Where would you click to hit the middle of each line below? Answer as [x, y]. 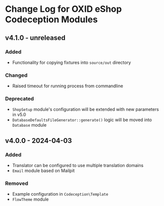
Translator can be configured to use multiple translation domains [78, 166]
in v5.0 [19, 115]
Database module [29, 125]
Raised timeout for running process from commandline [67, 86]
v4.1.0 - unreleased [35, 38]
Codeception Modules [51, 19]
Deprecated [20, 99]
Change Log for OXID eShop [64, 9]
